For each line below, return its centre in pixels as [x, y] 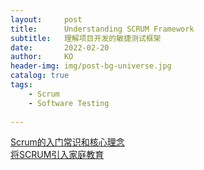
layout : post [46, 19]
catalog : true [40, 76]
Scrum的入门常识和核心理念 [67, 142]
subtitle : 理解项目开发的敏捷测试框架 [86, 38]
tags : [21, 85]
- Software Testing [69, 103]
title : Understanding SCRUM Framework [102, 29]
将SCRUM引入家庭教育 [57, 155]
